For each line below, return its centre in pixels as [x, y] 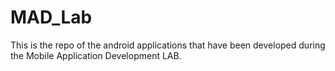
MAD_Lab [51, 17]
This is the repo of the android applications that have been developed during [168, 45]
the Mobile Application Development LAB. [96, 55]
